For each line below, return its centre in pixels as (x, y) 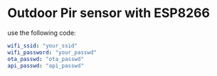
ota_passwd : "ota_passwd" (46, 59)
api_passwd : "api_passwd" (46, 65)
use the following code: (42, 33)
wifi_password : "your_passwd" (52, 52)
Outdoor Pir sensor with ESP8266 (108, 13)
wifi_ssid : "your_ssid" (43, 45)
